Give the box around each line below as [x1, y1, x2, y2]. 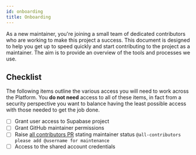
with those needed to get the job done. [6, 106, 100, 113]
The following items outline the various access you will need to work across [6, 87, 189, 95]
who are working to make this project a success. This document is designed [6, 36, 190, 43]
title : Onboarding [6, 14, 51, 20]
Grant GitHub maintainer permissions [14, 124, 104, 132]
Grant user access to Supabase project [14, 118, 110, 125]
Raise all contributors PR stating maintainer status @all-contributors [14, 131, 181, 138]
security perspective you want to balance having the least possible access [6, 100, 187, 107]
